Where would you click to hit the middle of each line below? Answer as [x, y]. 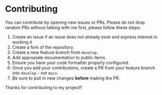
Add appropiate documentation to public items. [59, 57]
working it [22, 42]
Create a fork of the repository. [43, 47]
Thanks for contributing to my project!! [44, 87]
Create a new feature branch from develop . [55, 52]
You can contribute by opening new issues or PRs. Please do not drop [75, 22]
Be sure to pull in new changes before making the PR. [66, 78]
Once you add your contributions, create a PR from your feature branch [84, 68]
